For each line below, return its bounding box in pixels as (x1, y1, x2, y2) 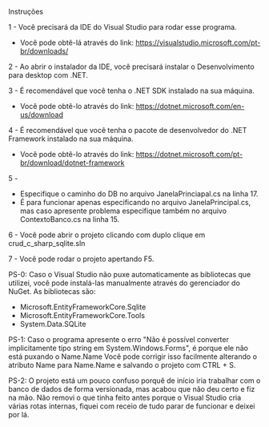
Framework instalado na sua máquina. (8, 134, 134, 143)
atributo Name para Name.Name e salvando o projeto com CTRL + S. (8, 361, 236, 369)
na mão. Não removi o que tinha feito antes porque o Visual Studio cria (8, 393, 242, 402)
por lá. (8, 410, 30, 419)
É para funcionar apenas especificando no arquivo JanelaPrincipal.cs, (19, 198, 251, 207)
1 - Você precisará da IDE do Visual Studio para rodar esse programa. (8, 22, 238, 31)
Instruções (8, 7, 44, 16)
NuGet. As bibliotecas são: (8, 287, 96, 296)
